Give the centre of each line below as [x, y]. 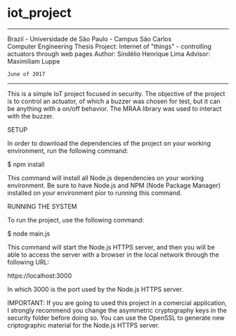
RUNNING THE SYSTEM [42, 206]
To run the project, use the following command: [76, 220]
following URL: [28, 262]
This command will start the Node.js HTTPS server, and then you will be [111, 247]
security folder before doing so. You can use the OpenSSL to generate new [116, 318]
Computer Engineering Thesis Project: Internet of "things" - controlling [110, 46]
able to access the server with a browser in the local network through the [113, 255]
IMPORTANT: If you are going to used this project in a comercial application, [117, 302]
